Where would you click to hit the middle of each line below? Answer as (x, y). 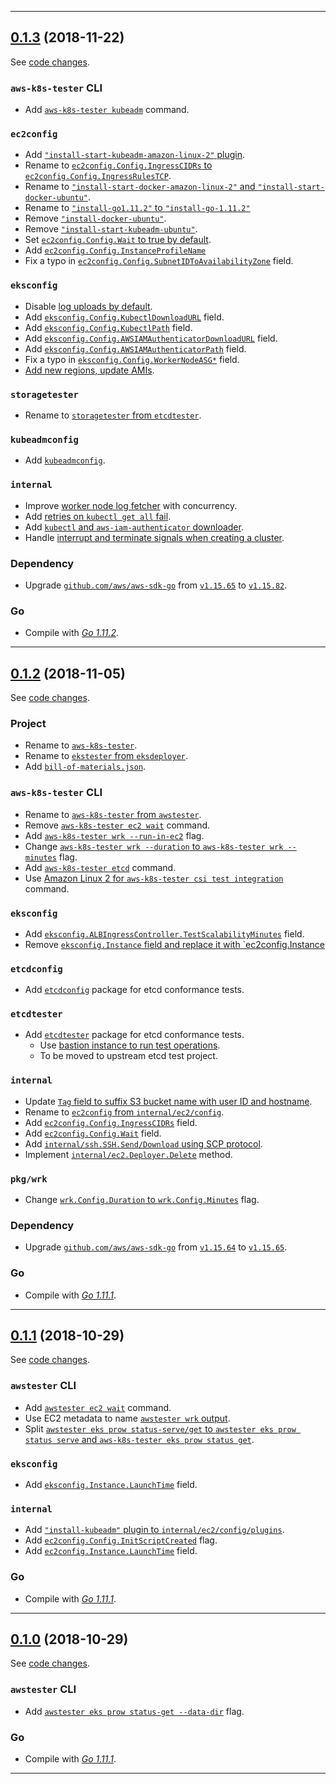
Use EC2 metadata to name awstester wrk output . (127, 1418)
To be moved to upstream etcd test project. (128, 1056)
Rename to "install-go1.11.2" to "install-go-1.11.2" (137, 208)
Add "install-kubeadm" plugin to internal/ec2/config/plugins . (154, 1530)
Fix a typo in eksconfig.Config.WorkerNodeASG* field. (132, 359)
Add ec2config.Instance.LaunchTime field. (111, 1551)
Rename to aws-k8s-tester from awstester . (113, 814)
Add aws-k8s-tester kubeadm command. (107, 110)
